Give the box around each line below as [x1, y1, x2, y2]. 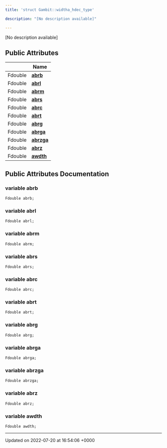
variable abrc [5, 276, 38, 283]
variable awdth [5, 413, 42, 420]
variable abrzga [5, 367, 44, 374]
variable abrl [5, 207, 36, 214]
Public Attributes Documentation [5, 170, 109, 178]
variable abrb [5, 185, 38, 192]
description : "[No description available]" [5, 16, 97, 21]
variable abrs [5, 253, 38, 260]
